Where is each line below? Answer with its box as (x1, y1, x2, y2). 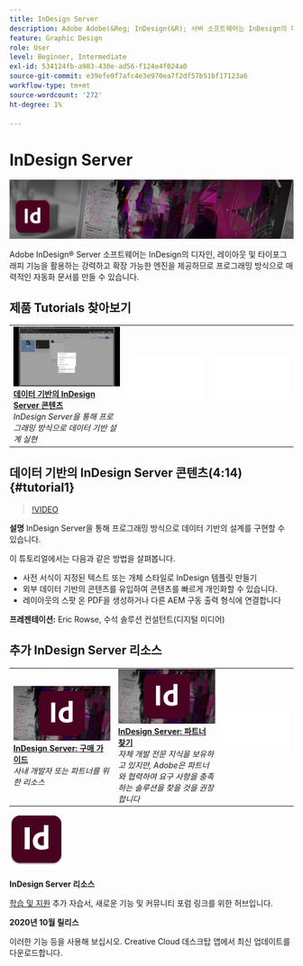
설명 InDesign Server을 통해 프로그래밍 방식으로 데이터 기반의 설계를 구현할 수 (9, 523, 286, 533)
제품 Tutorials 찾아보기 (9, 300, 132, 315)
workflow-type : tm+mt (9, 81, 91, 90)
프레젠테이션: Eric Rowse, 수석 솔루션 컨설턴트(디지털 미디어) (9, 614, 225, 624)
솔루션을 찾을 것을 (134, 782, 197, 793)
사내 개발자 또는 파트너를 (13, 765, 100, 776)
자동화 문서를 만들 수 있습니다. (32, 271, 140, 282)
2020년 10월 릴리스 (9, 917, 79, 928)
